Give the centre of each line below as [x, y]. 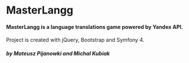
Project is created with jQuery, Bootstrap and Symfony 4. [75, 40]
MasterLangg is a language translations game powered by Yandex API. [94, 26]
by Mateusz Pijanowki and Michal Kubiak [58, 53]
